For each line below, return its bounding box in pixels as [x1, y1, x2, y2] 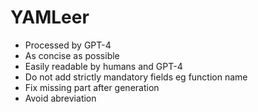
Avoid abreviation [24, 92, 97, 104]
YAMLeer [10, 6, 90, 29]
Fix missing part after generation [24, 81, 160, 93]
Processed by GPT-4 [24, 39, 112, 51]
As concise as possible [24, 49, 120, 61]
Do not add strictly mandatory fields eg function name [24, 71, 248, 83]
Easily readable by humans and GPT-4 [24, 60, 183, 72]
